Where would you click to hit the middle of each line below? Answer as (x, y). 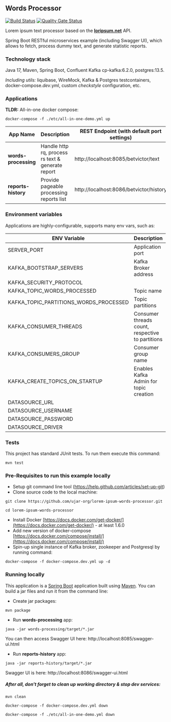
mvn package (18, 610)
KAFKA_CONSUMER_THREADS (45, 326)
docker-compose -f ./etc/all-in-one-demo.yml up (58, 119)
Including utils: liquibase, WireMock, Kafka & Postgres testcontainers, (78, 80)
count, (141, 326)
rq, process (54, 152)
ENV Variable (68, 238)
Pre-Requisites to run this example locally (58, 475)
